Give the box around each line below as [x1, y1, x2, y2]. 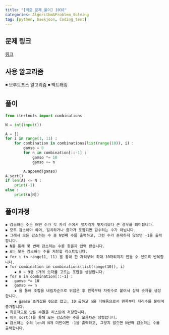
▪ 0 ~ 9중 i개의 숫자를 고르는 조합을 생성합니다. [14, 269, 105, 274]
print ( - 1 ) [14, 183, 35, 188]
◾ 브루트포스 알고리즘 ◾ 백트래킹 [5, 82, 68, 87]
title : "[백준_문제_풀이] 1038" [5, 7, 67, 13]
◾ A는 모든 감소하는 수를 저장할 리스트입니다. [5, 249, 88, 254]
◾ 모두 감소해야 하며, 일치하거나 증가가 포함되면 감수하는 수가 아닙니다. [5, 227, 136, 232]
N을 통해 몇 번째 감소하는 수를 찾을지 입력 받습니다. [10, 244, 105, 249]
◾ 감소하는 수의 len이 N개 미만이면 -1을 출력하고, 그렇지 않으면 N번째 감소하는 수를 [5, 320, 160, 325]
